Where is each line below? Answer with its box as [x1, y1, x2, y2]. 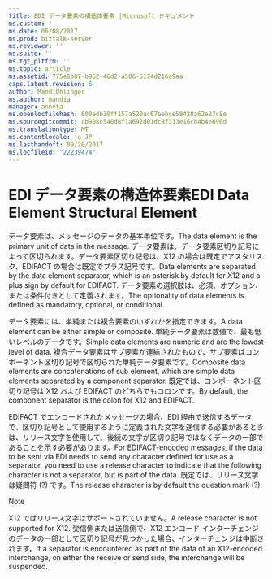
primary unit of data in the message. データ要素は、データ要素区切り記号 [8, 242, 253, 251]
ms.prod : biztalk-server [8, 34, 93, 43]
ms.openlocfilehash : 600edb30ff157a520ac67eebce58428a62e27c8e [8, 111, 227, 119]
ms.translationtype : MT [8, 125, 89, 133]
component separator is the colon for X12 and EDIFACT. [8, 395, 195, 405]
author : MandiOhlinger [8, 87, 85, 96]
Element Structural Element [8, 203, 198, 222]
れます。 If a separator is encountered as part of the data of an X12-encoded [8, 544, 263, 554]
